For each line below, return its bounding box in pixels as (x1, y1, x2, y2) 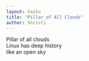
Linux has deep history (6, 42, 62, 49)
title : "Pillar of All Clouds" (6, 14, 84, 20)
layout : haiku (6, 8, 42, 15)
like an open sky (6, 49, 46, 56)
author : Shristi (6, 20, 46, 25)
